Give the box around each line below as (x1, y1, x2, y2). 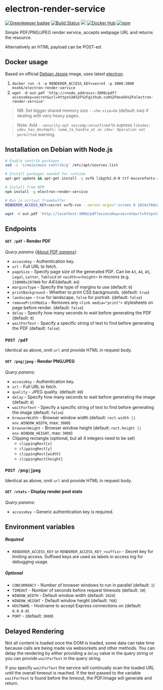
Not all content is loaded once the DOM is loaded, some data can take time (5, 640, 155, 646)
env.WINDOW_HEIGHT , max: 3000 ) (12, 430, 73, 436)
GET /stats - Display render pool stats (5, 488, 82, 495)
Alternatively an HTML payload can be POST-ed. (5, 44, 102, 49)
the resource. (5, 34, 32, 40)
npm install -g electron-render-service (5, 189, 88, 194)
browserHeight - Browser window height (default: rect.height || (12, 425, 142, 431)
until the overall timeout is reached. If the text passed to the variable (5, 670, 141, 676)
